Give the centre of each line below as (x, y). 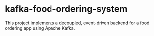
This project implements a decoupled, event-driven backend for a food (77, 23)
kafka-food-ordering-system (66, 9)
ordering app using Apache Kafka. (40, 28)
